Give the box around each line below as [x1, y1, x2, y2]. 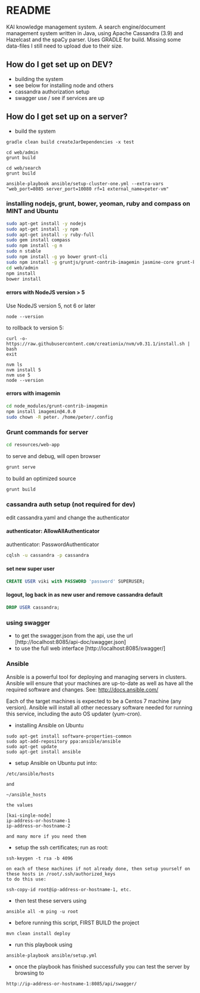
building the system [14, 75, 64, 82]
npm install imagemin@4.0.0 [6, 409, 76, 415]
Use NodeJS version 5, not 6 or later [6, 302, 96, 309]
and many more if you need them [6, 833, 86, 839]
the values [6, 802, 33, 808]
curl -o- [6, 335, 28, 341]
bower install [6, 276, 42, 282]
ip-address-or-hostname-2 [6, 823, 70, 829]
